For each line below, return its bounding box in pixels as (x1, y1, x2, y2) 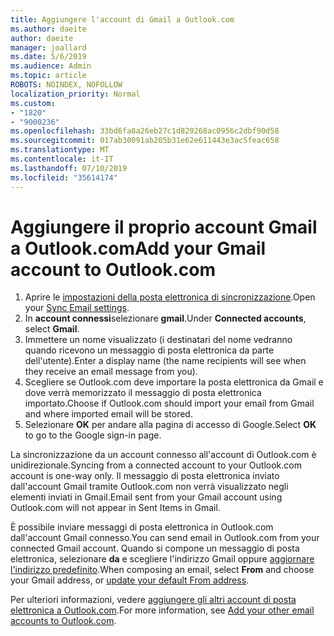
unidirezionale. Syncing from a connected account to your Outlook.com (10, 459, 302, 471)
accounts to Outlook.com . (10, 615, 117, 627)
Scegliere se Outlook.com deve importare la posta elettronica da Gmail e (24, 376, 324, 388)
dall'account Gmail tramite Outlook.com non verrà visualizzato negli (10, 481, 289, 493)
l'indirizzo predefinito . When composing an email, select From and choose (10, 564, 315, 576)
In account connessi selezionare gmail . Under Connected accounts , (24, 312, 307, 325)
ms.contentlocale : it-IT (10, 154, 114, 164)
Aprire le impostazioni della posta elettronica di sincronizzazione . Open (24, 291, 316, 303)
